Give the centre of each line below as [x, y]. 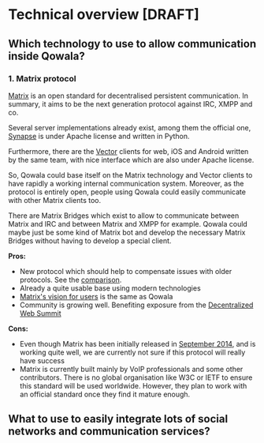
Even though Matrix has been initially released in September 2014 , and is [138, 344]
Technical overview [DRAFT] [104, 15]
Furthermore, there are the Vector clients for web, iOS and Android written [128, 151]
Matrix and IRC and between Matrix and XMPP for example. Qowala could [128, 223]
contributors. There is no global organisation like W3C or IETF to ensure [136, 377]
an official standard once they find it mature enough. [105, 394]
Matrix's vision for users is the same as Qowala [96, 296]
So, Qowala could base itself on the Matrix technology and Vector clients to [130, 175]
